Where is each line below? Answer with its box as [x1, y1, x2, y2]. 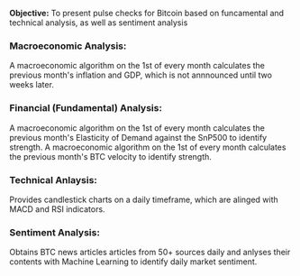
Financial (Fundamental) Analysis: [9, 102, 162, 115]
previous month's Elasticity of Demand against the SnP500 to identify [9, 132, 268, 143]
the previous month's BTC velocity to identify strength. [9, 151, 212, 161]
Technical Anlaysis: [9, 173, 97, 186]
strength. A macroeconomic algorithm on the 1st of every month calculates [9, 142, 286, 152]
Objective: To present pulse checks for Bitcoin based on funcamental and [9, 8, 285, 18]
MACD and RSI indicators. [9, 203, 105, 215]
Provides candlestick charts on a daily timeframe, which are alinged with [9, 194, 279, 205]
